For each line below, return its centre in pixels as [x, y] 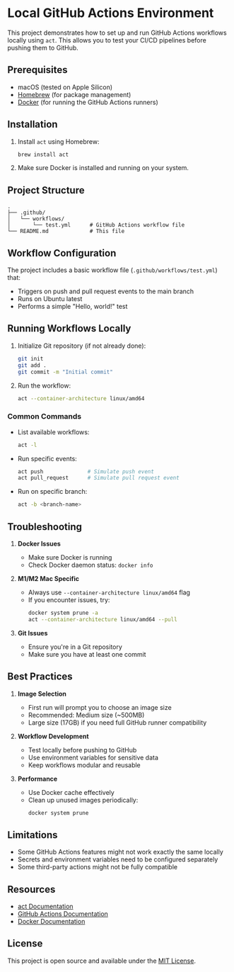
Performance [37, 779]
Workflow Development [53, 736]
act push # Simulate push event [86, 471]
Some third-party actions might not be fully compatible [98, 867]
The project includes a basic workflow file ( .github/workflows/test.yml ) [112, 270]
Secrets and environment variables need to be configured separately [118, 859]
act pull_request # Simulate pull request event [98, 478]
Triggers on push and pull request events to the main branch [106, 291]
